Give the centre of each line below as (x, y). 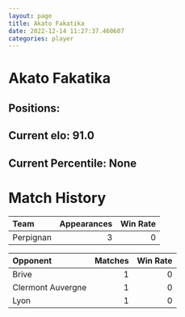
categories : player (41, 38)
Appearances (86, 223)
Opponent (32, 260)
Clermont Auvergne (50, 287)
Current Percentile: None (73, 163)
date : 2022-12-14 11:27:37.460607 (67, 31)
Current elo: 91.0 (51, 135)
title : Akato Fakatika (46, 23)
